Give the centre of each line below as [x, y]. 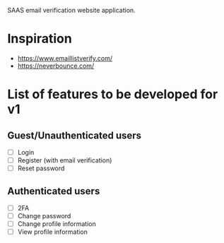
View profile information [53, 232]
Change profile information [57, 224]
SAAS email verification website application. [71, 10]
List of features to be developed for [113, 94]
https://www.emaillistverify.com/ [65, 58]
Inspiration [40, 39]
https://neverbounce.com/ [56, 66]
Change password [44, 216]
